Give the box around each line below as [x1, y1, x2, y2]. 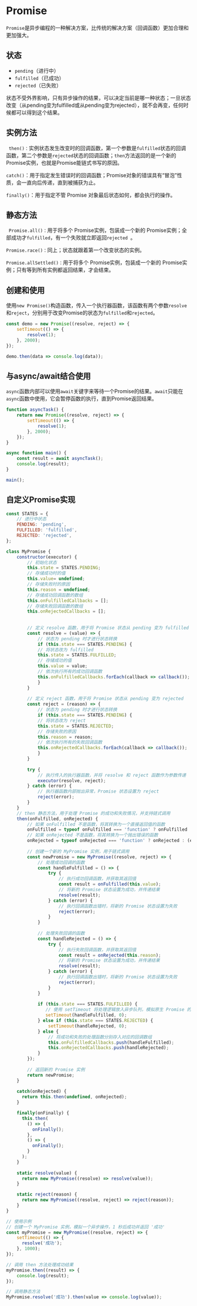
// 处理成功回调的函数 [37, 860, 85, 865]
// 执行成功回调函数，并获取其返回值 [58, 876, 137, 882]
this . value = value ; [37, 663, 88, 669]
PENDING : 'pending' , [16, 522, 67, 527]
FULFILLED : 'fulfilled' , [16, 527, 77, 533]
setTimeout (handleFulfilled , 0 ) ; [45, 1012, 127, 1019]
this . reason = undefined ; [27, 587, 91, 593]
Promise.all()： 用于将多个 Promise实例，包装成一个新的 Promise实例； [8, 227, 182, 234]
